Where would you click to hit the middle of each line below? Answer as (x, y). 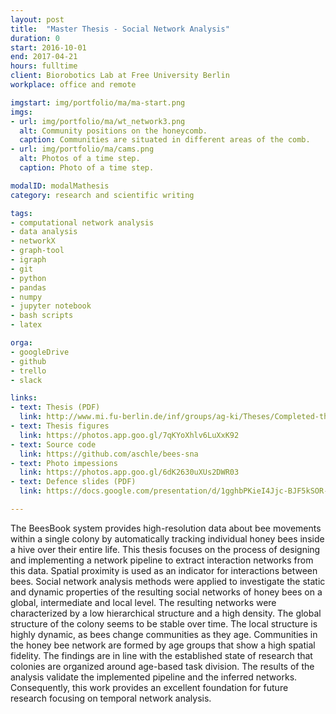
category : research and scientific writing (102, 195)
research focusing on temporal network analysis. (111, 698)
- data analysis (44, 232)
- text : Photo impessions (64, 463)
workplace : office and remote (73, 85)
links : (24, 398)
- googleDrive (40, 352)
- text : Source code (53, 444)
